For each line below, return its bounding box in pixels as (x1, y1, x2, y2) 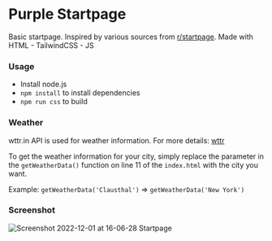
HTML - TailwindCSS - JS (8, 40, 95, 50)
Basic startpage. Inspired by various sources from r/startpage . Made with (8, 32, 254, 42)
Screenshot (8, 204, 55, 216)
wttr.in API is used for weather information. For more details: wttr (8, 135, 225, 145)
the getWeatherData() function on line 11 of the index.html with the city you (8, 160, 258, 169)
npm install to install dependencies (19, 88, 140, 98)
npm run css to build (19, 97, 88, 107)
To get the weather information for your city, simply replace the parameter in (8, 151, 264, 161)
